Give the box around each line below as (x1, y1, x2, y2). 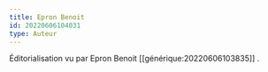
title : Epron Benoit (9, 12, 86, 22)
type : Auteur (9, 29, 57, 38)
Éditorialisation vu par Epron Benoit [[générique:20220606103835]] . (9, 54, 260, 64)
